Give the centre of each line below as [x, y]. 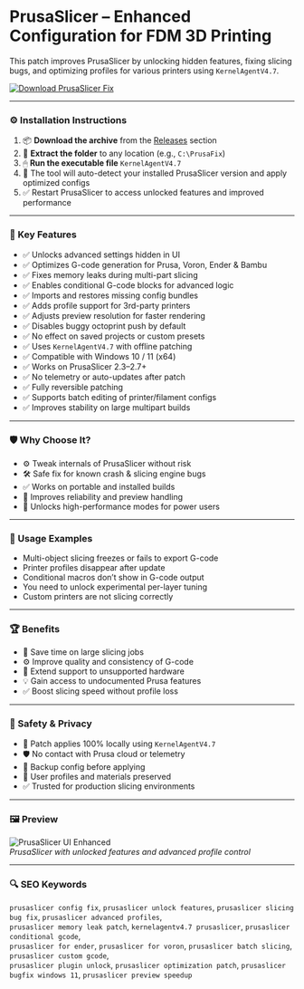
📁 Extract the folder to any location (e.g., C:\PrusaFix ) [124, 154]
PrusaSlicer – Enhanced [100, 17]
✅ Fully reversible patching [73, 387]
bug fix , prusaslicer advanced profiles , [86, 917]
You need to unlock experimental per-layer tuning [115, 587]
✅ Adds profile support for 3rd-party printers [106, 305]
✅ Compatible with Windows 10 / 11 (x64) [99, 356]
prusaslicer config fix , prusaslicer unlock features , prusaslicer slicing [152, 907]
